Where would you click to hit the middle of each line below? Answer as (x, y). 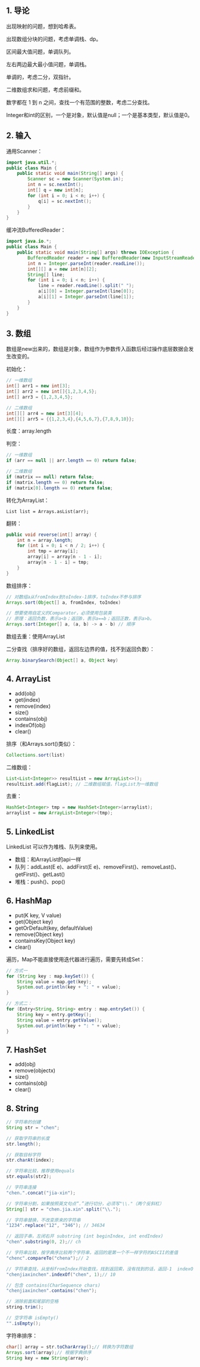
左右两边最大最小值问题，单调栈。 (48, 64)
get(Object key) (34, 921)
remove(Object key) (39, 934)
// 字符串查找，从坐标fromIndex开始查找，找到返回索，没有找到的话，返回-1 (89, 1269)
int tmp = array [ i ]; (53, 551)
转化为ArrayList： (28, 500)
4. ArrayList (29, 679)
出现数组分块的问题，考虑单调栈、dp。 (54, 39)
